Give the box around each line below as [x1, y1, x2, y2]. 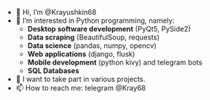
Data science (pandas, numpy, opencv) [27, 41, 157, 50]
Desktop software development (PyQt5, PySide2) [27, 24, 191, 33]
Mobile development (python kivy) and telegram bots [27, 57, 203, 67]
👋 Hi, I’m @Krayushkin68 [15, 8, 97, 17]
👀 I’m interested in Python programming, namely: [15, 16, 175, 25]
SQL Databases [27, 66, 80, 75]
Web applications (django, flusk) [27, 50, 136, 58]
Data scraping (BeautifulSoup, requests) [27, 32, 160, 42]
